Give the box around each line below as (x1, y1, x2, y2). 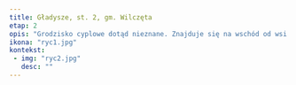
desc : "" (20, 63, 53, 72)
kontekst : (9, 46, 46, 55)
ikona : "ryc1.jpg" (9, 37, 77, 47)
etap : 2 (9, 21, 38, 30)
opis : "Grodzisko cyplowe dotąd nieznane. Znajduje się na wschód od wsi (9, 29, 288, 38)
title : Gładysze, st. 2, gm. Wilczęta (9, 12, 152, 22)
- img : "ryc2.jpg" (12, 54, 82, 63)
